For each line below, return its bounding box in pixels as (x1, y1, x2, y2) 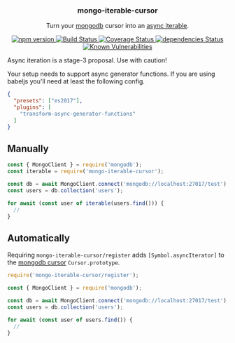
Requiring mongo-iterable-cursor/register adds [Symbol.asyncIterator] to (7, 251, 225, 260)
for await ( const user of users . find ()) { (7, 316, 133, 323)
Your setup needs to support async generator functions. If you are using (7, 69, 215, 79)
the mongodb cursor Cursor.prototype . (7, 258, 120, 267)
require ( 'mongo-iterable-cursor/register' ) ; (7, 272, 139, 279)
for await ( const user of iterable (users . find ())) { (7, 199, 164, 207)
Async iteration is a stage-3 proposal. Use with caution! (7, 56, 167, 65)
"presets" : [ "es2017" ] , (13, 97, 83, 105)
